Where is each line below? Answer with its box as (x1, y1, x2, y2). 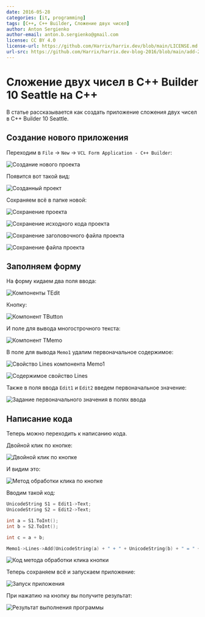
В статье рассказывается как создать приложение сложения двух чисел (6, 108, 197, 116)
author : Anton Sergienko (6, 26, 70, 32)
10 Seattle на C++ (6, 88, 98, 102)
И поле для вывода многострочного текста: (6, 325, 121, 332)
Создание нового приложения (6, 133, 129, 143)
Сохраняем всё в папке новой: (6, 196, 87, 204)
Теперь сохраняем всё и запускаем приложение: (6, 568, 136, 575)
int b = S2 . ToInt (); (6, 523, 59, 530)
